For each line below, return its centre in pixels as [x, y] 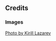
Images [14, 22]
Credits [17, 8]
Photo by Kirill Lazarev [28, 33]
